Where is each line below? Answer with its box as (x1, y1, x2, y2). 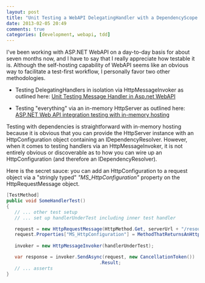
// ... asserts (14, 265, 53, 271)
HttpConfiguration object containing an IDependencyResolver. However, (6, 136, 188, 144)
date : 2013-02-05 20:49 (6, 20, 67, 26)
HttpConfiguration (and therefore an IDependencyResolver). (6, 155, 157, 163)
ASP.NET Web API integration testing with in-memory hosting (15, 111, 170, 119)
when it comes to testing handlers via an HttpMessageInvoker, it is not (6, 142, 183, 150)
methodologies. (6, 75, 46, 82)
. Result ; (99, 259, 121, 266)
